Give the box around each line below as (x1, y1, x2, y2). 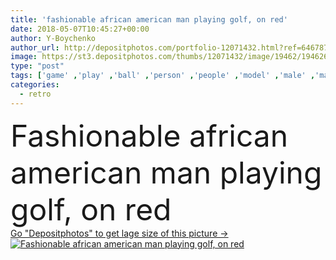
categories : (10, 80, 60, 90)
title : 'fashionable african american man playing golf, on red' (10, 14, 288, 25)
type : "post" (10, 61, 65, 71)
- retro (19, 89, 52, 99)
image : (10, 52, 38, 62)
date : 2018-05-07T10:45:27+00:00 (10, 24, 150, 34)
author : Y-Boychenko (10, 33, 97, 43)
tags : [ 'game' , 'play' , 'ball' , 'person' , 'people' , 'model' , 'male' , (10, 71, 316, 81)
